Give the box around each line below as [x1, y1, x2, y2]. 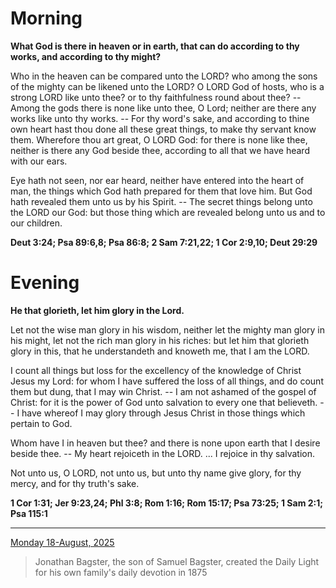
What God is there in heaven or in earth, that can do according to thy [10, 40, 300, 52]
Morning [10, 7, 83, 30]
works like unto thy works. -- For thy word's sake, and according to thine [10, 112, 310, 124]
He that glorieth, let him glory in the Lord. [10, 304, 185, 316]
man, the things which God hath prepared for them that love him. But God [10, 185, 313, 197]
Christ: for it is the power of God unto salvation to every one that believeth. [10, 396, 318, 408]
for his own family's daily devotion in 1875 [34, 566, 208, 578]
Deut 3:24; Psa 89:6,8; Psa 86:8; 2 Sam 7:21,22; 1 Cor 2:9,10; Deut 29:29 [10, 236, 318, 248]
